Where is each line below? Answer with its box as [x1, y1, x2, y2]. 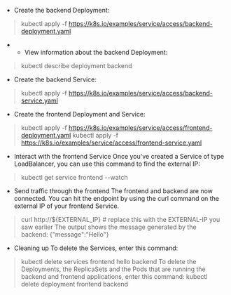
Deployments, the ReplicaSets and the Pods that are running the [20, 265, 206, 273]
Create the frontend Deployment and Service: [13, 110, 146, 118]
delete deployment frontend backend [20, 280, 128, 288]
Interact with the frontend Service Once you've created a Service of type [13, 152, 225, 160]
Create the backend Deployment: [13, 6, 110, 14]
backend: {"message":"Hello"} [20, 230, 109, 238]
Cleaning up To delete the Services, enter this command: [13, 244, 178, 252]
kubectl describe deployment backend [20, 62, 132, 70]
